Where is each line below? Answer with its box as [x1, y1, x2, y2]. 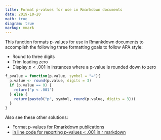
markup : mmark [5, 26, 35, 30]
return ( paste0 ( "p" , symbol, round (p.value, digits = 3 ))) [14, 96, 136, 101]
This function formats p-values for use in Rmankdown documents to [5, 39, 144, 45]
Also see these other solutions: [5, 114, 68, 120]
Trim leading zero [12, 59, 48, 65]
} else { [9, 92, 28, 97]
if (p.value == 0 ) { [9, 83, 52, 87]
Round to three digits [12, 54, 55, 59]
